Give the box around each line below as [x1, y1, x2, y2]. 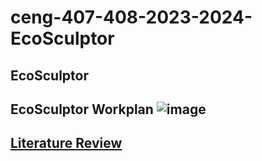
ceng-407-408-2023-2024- [10, 6, 253, 29]
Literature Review [10, 135, 123, 152]
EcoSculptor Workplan [10, 101, 154, 118]
